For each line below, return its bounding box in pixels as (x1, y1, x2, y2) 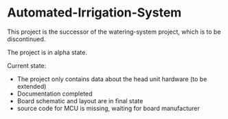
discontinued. (7, 34, 46, 43)
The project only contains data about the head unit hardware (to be (16, 74, 207, 83)
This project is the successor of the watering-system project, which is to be (7, 28, 221, 36)
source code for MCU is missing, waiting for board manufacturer (16, 104, 201, 112)
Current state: (7, 61, 47, 69)
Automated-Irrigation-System (7, 5, 182, 21)
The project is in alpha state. (7, 48, 88, 56)
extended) (16, 82, 47, 90)
